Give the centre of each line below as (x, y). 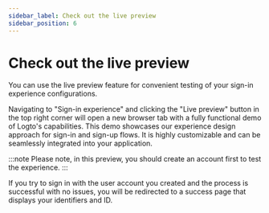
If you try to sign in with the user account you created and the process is (128, 183)
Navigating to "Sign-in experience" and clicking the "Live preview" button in (134, 109)
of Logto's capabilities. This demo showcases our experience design (122, 126)
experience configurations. (53, 94)
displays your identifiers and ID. (61, 200)
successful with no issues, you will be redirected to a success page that (127, 192)
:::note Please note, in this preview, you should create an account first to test (135, 159)
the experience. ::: (38, 168)
